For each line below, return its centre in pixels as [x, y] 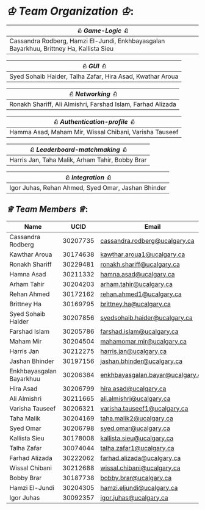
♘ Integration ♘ [88, 177]
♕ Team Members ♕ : [47, 210]
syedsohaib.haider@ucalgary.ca [147, 317]
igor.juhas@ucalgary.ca [135, 497]
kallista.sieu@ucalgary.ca [137, 438]
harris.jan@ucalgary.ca [134, 351]
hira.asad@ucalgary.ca [133, 389]
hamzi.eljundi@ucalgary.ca [139, 487]
